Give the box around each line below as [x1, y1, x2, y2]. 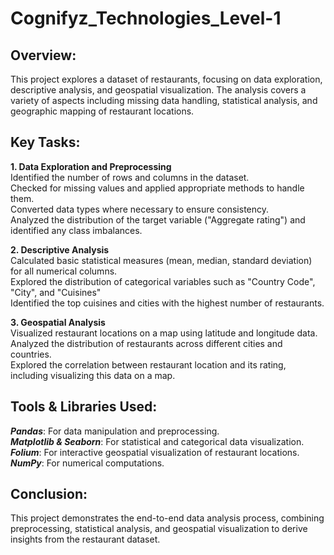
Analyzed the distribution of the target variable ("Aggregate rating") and [10, 213, 306, 226]
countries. [10, 348, 52, 360]
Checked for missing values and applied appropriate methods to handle [10, 182, 305, 194]
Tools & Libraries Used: [10, 398, 158, 416]
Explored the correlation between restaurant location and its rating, [10, 358, 287, 371]
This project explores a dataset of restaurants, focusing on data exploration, [10, 73, 323, 85]
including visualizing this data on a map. [10, 369, 176, 381]
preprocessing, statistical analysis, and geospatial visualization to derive [10, 523, 308, 535]
